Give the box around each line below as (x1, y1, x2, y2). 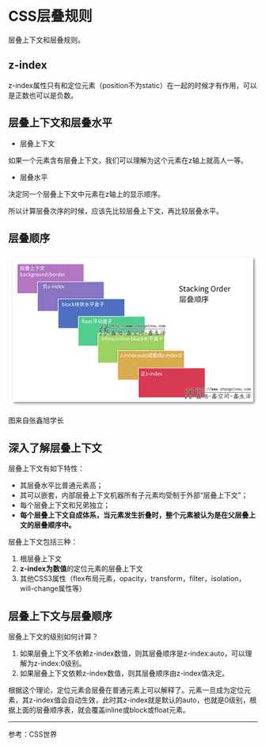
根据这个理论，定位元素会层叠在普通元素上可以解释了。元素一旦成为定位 (8, 686, 244, 695)
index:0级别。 (40, 659, 86, 668)
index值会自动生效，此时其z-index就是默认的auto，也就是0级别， (36, 695, 250, 705)
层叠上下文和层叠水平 (8, 116, 112, 129)
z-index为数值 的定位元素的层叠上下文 (19, 564, 143, 574)
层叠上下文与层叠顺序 (8, 609, 112, 623)
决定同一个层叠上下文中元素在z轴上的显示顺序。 (8, 189, 165, 198)
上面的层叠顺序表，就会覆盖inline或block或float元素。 (14, 706, 190, 715)
